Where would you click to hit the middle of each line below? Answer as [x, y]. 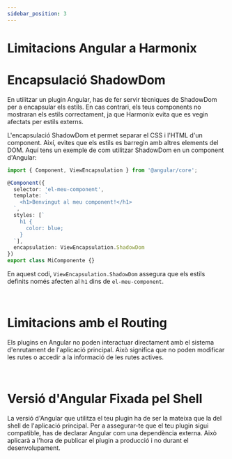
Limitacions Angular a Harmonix [102, 48]
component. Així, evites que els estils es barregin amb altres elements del [113, 142]
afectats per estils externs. [45, 121]
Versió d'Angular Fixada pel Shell [105, 399]
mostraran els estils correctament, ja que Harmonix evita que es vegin [108, 114]
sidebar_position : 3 [37, 14]
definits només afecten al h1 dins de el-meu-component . [86, 281]
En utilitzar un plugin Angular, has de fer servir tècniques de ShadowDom [112, 99]
